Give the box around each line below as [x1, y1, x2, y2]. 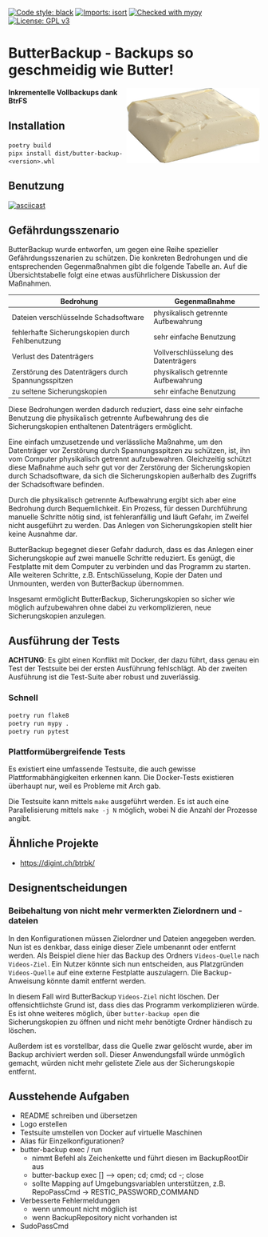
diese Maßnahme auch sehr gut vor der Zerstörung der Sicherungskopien [8, 462, 250, 472]
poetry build [8, 141, 52, 150]
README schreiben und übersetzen [19, 1111, 138, 1120]
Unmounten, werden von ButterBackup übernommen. [8, 578, 185, 588]
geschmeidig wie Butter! [8, 61, 174, 79]
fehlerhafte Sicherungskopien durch [11, 328, 130, 338]
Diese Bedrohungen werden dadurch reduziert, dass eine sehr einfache [8, 404, 243, 414]
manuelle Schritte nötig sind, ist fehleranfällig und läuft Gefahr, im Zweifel [8, 512, 250, 522]
